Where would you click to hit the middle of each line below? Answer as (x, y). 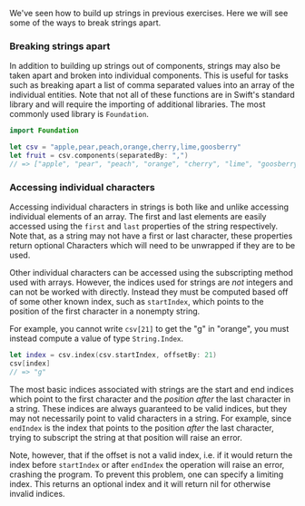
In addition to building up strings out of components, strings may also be (145, 66)
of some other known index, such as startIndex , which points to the (137, 302)
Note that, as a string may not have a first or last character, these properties (151, 236)
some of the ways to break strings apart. (85, 23)
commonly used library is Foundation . (79, 114)
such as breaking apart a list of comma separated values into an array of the (152, 85)
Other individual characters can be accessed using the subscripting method (151, 273)
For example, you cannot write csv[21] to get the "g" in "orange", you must (149, 329)
